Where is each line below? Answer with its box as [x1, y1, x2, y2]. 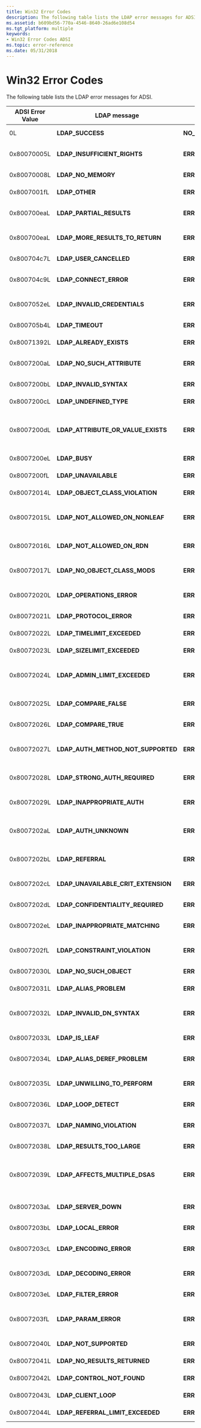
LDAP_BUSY [56, 454, 93, 462]
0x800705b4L [9, 321, 51, 329]
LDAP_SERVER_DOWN [56, 1202, 122, 1211]
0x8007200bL [9, 380, 51, 388]
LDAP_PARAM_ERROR [56, 1314, 121, 1323]
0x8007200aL [9, 359, 51, 367]
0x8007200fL [9, 471, 50, 479]
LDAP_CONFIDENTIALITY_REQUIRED [56, 900, 164, 909]
